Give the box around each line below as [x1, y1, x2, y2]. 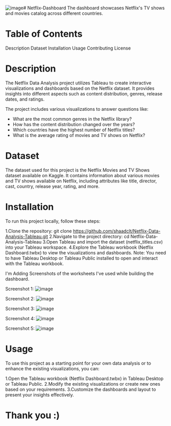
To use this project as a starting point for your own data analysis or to [5, 360, 152, 366]
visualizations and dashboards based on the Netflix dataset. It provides [5, 85, 155, 91]
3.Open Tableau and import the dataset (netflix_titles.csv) [42, 239, 163, 245]
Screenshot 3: [5, 305, 35, 312]
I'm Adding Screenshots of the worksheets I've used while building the [5, 270, 154, 276]
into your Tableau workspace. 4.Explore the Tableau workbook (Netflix [5, 244, 154, 250]
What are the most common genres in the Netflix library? [12, 115, 132, 122]
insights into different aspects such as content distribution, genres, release [5, 90, 162, 97]
